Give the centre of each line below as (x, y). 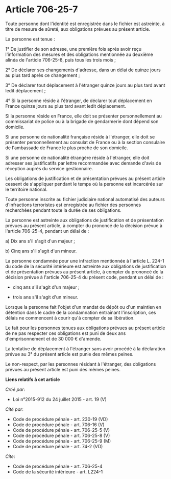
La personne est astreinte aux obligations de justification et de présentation (85, 220)
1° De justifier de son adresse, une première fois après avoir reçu (74, 49)
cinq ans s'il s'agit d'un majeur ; (46, 287)
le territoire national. (26, 189)
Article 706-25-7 (42, 9)
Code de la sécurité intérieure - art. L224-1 (58, 472)
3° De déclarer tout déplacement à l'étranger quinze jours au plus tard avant (85, 85)
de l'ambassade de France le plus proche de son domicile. (67, 148)
